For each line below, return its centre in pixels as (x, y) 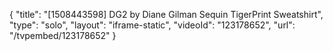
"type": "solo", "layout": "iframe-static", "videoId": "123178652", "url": (152, 25)
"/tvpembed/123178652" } (63, 35)
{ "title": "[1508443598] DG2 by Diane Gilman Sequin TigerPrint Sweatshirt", (166, 14)
